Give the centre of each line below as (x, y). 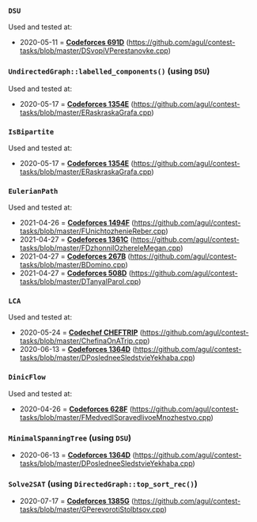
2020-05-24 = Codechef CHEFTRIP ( (81, 333)
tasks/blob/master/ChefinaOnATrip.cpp (83, 341)
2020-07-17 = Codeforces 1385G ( (77, 501)
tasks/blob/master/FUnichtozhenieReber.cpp (93, 231)
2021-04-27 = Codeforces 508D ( (76, 273)
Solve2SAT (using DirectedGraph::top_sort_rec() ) (103, 484)
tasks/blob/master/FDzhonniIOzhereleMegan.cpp (100, 248)
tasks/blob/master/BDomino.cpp (72, 265)
